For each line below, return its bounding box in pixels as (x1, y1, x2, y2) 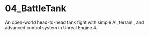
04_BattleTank (5, 3, 66, 14)
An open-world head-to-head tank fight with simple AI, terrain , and (5, 19, 144, 25)
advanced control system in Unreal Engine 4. (5, 24, 98, 30)
